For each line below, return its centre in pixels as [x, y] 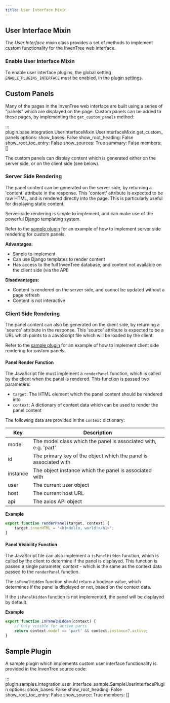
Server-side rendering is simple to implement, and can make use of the [79, 213]
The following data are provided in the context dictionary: [65, 420]
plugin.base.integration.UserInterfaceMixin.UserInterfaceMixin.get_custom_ [84, 132]
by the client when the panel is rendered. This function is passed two [77, 379]
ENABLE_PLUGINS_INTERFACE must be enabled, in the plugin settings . [74, 78]
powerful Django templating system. [43, 219]
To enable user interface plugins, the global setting [58, 72]
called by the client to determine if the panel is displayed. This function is [81, 561]
